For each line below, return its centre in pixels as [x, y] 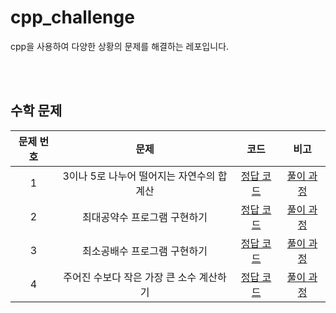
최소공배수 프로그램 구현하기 [145, 251]
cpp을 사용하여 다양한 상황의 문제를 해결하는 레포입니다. [120, 46]
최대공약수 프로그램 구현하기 [145, 217]
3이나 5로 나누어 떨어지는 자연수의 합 [145, 176]
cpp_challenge [72, 17]
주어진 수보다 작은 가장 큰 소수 [130, 277]
